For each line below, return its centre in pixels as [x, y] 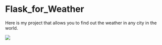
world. [12, 28]
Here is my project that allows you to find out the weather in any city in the [81, 23]
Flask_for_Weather [45, 9]
